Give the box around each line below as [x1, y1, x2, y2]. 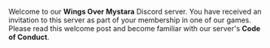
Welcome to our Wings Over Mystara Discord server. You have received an [8, 7, 262, 16]
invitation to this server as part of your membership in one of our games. [8, 15, 252, 25]
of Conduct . [8, 32, 50, 42]
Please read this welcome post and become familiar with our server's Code [8, 24, 261, 33]
